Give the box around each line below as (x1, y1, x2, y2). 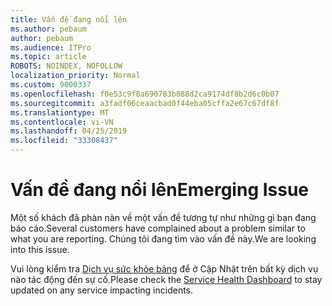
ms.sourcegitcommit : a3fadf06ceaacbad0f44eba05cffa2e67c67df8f (10, 98, 280, 108)
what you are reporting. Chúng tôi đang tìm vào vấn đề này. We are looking (10, 232, 317, 245)
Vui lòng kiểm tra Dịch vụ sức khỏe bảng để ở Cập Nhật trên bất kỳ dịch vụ (10, 262, 319, 275)
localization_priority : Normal (10, 71, 141, 81)
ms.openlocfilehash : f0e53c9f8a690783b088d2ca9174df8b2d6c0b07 (10, 89, 280, 99)
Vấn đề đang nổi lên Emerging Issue (10, 179, 310, 201)
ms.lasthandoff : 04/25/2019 (10, 126, 128, 136)
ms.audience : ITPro (10, 42, 92, 53)
